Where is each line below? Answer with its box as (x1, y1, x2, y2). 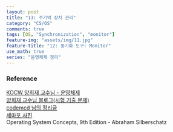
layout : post (6, 9, 39, 15)
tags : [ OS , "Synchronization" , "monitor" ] (6, 32, 115, 38)
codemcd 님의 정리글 (6, 104, 57, 111)
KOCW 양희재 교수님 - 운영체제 (6, 89, 80, 96)
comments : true (6, 26, 45, 32)
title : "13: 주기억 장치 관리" (6, 15, 76, 21)
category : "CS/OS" (6, 20, 53, 26)
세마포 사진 (6, 111, 33, 119)
